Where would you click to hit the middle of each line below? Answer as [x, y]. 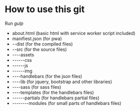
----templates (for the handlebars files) [53, 92]
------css [22, 60]
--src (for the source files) [39, 49]
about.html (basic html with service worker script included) [74, 33]
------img [22, 71]
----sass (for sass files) [37, 87]
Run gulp [14, 23]
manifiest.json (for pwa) [37, 39]
